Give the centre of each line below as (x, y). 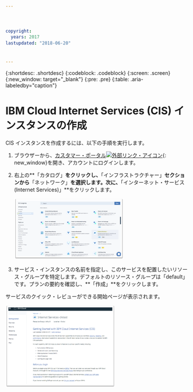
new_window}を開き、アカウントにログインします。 (76, 162)
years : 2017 (25, 37)
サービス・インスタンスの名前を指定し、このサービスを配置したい (93, 269)
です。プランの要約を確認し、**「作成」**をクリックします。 (87, 284)
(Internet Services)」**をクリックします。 (64, 190)
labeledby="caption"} (31, 85)
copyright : (19, 31)
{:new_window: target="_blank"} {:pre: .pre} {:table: (67, 79)
